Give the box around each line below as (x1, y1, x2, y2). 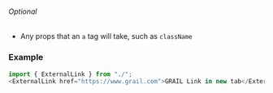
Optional (8, 6, 37, 16)
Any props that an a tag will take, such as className (19, 32, 193, 41)
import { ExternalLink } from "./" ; (8, 70, 132, 78)
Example (8, 52, 44, 63)
